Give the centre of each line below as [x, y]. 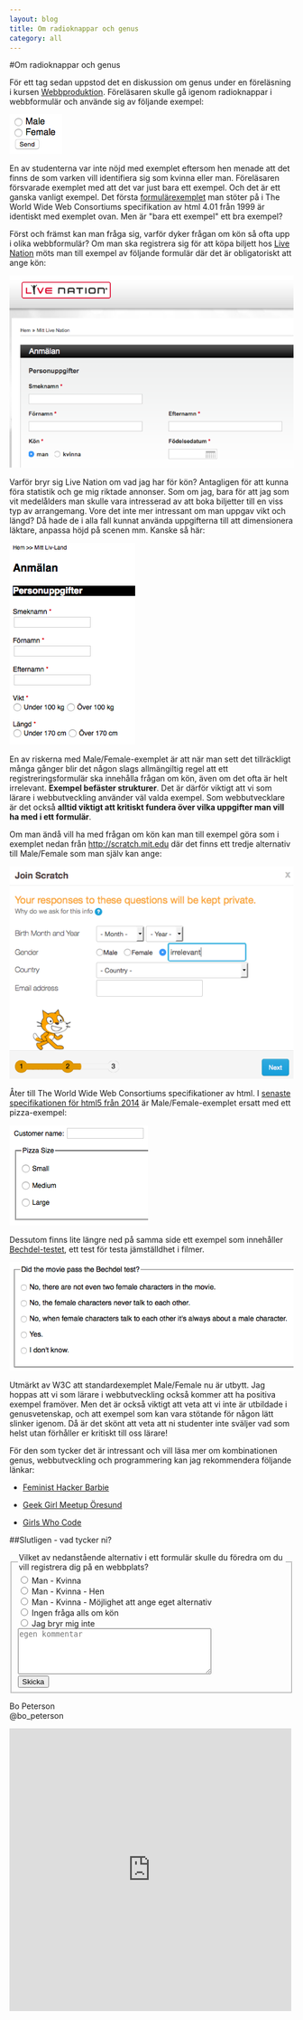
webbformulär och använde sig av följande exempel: [107, 102]
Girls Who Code [52, 1522]
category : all [36, 38]
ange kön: [28, 263]
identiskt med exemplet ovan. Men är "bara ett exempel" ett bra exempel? [146, 216]
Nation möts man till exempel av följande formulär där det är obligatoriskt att [151, 253]
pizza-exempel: [38, 1112]
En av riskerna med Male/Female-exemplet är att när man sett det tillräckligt [150, 759]
